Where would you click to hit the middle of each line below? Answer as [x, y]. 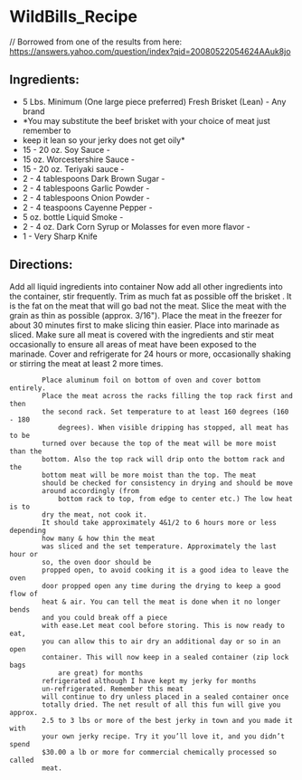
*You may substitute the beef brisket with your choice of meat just [146, 120]
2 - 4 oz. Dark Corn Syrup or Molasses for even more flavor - [136, 226]
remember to [47, 130]
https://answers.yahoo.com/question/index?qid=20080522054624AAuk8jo [150, 51]
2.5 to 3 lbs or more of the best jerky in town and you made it [168, 720]
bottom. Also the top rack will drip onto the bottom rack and [163, 459]
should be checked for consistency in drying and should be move [168, 483]
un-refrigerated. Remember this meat [113, 689]
